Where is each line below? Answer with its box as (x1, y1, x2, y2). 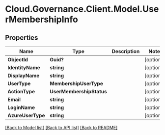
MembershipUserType (50, 80, 103, 87)
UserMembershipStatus (50, 88, 107, 95)
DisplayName (7, 72, 40, 79)
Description (111, 48, 140, 54)
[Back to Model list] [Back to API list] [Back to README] (5, 125, 118, 131)
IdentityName (7, 64, 40, 71)
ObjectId (7, 56, 28, 63)
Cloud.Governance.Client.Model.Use (5, 3, 159, 15)
